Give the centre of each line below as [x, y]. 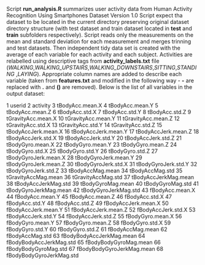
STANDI [187, 67]
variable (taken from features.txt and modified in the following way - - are [100, 80]
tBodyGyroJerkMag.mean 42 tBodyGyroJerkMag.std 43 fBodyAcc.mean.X [101, 190]
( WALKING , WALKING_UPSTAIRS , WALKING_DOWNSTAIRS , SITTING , [92, 67]
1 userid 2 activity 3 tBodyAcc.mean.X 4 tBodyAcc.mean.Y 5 [82, 106]
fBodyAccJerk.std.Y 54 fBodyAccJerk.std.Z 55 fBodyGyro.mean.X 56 [94, 216]
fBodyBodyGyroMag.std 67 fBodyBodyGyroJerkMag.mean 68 [85, 249]
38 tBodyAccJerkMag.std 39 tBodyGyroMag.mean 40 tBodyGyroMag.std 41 [102, 184]
